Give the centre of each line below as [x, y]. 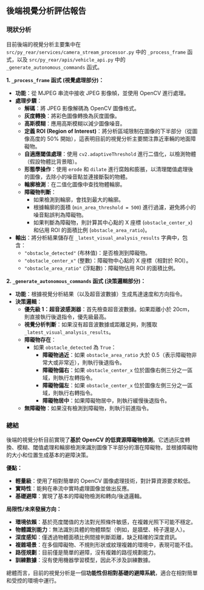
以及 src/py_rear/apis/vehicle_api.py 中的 [71, 59]
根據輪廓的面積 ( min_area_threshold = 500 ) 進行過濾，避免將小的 [114, 207]
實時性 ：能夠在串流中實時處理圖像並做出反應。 [73, 488]
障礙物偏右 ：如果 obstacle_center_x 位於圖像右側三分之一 [115, 370]
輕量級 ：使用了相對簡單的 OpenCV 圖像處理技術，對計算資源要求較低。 [104, 480]
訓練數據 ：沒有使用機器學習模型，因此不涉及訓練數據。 [84, 560]
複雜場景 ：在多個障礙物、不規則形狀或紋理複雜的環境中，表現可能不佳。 [105, 544]
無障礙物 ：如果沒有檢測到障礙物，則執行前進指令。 [88, 408]
